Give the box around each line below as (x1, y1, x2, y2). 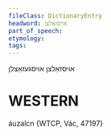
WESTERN (8, 92, 79, 110)
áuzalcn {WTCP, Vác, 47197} (8, 118, 104, 129)
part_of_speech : (8, 27, 63, 35)
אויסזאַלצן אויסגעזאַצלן (8, 64, 75, 73)
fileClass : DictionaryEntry (8, 11, 103, 20)
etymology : (8, 34, 45, 43)
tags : (8, 42, 27, 50)
